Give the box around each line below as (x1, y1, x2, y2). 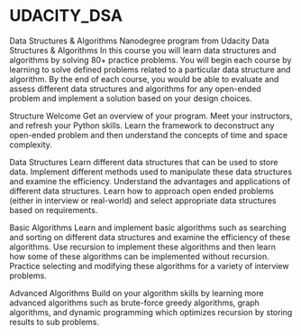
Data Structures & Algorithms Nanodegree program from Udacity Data (9, 35, 269, 46)
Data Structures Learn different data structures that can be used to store (9, 156, 278, 167)
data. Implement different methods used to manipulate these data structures (9, 166, 293, 177)
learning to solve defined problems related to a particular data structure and (9, 64, 291, 75)
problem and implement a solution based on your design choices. (9, 92, 252, 104)
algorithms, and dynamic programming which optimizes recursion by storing (9, 306, 293, 317)
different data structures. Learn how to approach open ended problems (9, 185, 275, 196)
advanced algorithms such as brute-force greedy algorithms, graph (9, 297, 260, 308)
